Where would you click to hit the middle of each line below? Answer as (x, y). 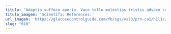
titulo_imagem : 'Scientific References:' (50, 14)
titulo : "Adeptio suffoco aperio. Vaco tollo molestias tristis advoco (83, 10)
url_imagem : (18, 19)
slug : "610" (18, 24)
